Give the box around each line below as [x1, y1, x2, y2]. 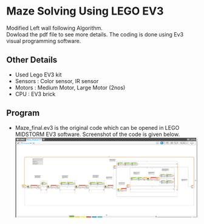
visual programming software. [6, 37, 81, 44]
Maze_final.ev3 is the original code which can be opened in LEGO [15, 124, 180, 131]
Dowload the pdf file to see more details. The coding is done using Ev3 [6, 30, 184, 38]
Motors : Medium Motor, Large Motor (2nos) [15, 84, 126, 91]
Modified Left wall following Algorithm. [6, 24, 103, 32]
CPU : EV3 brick [15, 90, 56, 98]
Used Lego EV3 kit [15, 71, 62, 78]
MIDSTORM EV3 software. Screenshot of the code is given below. [15, 131, 180, 138]
